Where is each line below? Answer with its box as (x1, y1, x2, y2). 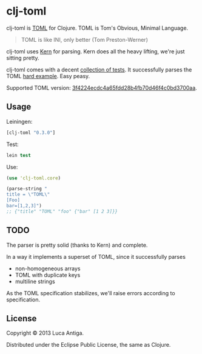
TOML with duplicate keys (15, 271, 81, 278)
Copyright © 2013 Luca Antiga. (6, 329, 84, 337)
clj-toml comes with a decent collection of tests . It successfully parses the (6, 65, 192, 73)
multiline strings (15, 278, 56, 285)
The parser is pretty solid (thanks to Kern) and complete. (6, 241, 148, 249)
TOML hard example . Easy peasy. (6, 72, 90, 79)
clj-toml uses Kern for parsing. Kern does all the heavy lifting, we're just (6, 47, 185, 55)
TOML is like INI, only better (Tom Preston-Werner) (21, 36, 149, 43)
